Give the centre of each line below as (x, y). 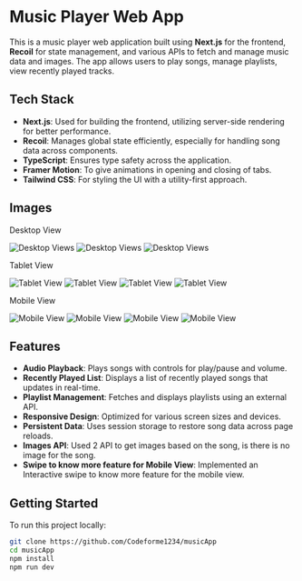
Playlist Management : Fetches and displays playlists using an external (155, 397)
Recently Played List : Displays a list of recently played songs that (145, 378)
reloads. (38, 436)
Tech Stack (42, 100)
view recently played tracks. (62, 71)
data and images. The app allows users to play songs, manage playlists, (144, 61)
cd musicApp (32, 551)
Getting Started (54, 503)
